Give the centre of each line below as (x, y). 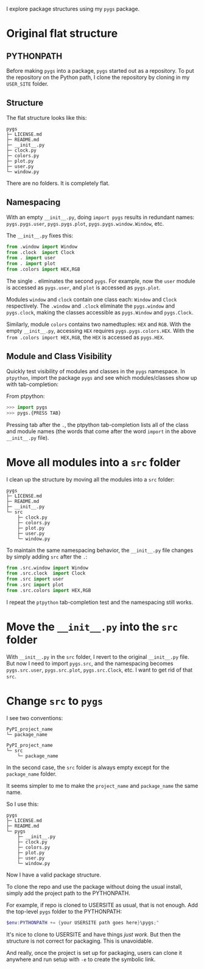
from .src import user (35, 579)
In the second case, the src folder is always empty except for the (88, 767)
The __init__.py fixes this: (40, 236)
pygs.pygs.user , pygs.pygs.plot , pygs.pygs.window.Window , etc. (85, 223)
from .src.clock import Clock (46, 574)
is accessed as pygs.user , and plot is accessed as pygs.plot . (83, 288)
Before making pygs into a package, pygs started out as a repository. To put (100, 71)
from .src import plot (35, 585)
